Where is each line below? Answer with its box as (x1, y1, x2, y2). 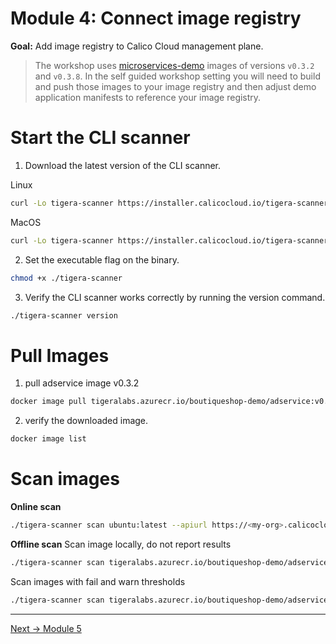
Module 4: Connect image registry (10, 7, 302, 30)
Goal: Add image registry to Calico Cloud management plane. (10, 40, 264, 52)
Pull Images (10, 344, 110, 367)
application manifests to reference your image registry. (34, 91, 262, 103)
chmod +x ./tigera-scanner (10, 273, 123, 283)
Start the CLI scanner (10, 127, 191, 149)
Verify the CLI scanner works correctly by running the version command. (24, 291, 326, 303)
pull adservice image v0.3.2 (24, 377, 140, 389)
